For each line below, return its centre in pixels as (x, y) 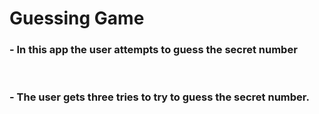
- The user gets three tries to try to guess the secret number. (159, 97)
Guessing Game (77, 18)
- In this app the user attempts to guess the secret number (153, 50)
